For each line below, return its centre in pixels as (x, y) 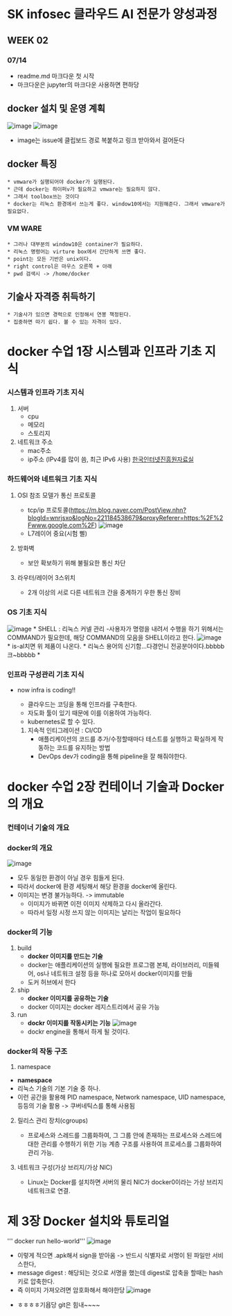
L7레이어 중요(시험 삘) (57, 533)
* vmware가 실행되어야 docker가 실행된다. (61, 182)
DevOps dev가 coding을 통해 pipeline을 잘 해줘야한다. (112, 756)
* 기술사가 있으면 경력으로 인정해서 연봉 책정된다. (69, 314)
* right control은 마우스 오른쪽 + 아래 (60, 266)
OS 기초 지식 (27, 613)
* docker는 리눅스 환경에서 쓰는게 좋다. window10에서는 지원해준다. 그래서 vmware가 (116, 204)
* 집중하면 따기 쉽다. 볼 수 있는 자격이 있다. (65, 322)
